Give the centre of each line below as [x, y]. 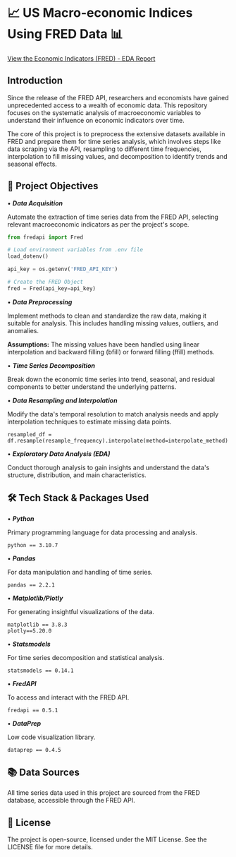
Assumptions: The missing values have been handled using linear [103, 344]
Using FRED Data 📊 [65, 34]
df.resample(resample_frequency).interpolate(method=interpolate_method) [118, 441]
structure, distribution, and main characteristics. [77, 475]
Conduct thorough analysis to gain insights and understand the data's [108, 467]
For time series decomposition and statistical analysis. [86, 657]
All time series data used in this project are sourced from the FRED [104, 793]
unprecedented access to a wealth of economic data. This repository [107, 105]
